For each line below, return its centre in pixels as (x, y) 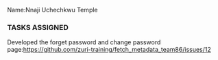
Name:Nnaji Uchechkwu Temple (52, 10)
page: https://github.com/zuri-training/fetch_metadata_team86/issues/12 (109, 50)
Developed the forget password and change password (84, 42)
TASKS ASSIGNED (38, 27)
